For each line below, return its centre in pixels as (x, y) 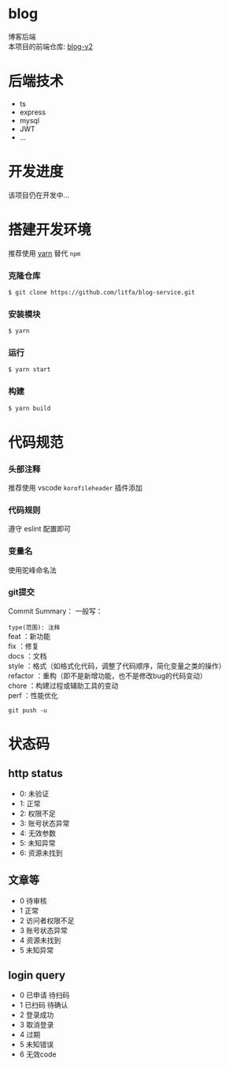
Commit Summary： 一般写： (56, 611)
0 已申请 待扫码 (44, 995)
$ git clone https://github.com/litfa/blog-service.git (102, 293)
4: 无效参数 (38, 833)
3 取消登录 (37, 1025)
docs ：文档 (28, 655)
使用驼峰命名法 (32, 570)
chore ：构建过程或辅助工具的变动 (63, 685)
